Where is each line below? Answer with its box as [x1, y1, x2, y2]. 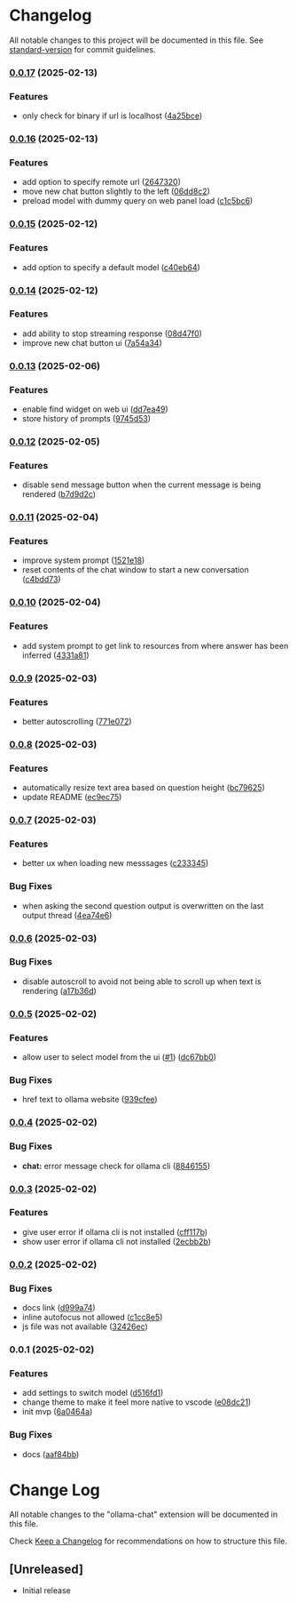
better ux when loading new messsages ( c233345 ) [21, 858, 209, 869]
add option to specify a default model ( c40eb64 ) [21, 261, 201, 272]
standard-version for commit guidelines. [9, 44, 156, 54]
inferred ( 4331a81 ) [21, 650, 90, 661]
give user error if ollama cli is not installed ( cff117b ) [21, 1226, 208, 1237]
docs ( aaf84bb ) [21, 1448, 80, 1459]
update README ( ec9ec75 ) [21, 792, 122, 803]
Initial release [21, 1585, 71, 1596]
